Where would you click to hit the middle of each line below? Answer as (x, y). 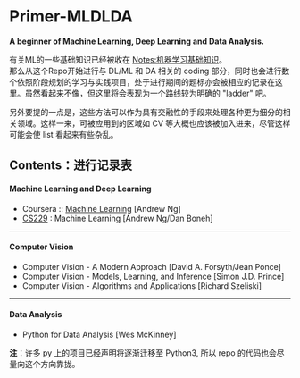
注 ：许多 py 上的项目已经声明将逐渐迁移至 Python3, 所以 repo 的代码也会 (143, 353)
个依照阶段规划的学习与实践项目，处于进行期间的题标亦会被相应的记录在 (142, 81)
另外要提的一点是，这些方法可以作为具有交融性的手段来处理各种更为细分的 (146, 112)
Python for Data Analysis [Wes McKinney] (99, 334)
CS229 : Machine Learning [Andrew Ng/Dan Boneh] (117, 218)
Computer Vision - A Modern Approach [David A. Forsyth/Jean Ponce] (151, 266)
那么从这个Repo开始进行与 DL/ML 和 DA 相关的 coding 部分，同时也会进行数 (150, 71)
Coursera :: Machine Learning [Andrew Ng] (101, 208)
